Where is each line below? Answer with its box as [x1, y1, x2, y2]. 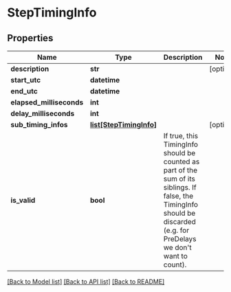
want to [163, 251, 188, 260]
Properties [7, 32, 54, 44]
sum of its [163, 174, 196, 183]
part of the [163, 166, 198, 175]
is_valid [10, 196, 36, 205]
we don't [163, 243, 192, 252]
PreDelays [163, 234, 197, 243]
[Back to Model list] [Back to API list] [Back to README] [7, 278, 165, 286]
